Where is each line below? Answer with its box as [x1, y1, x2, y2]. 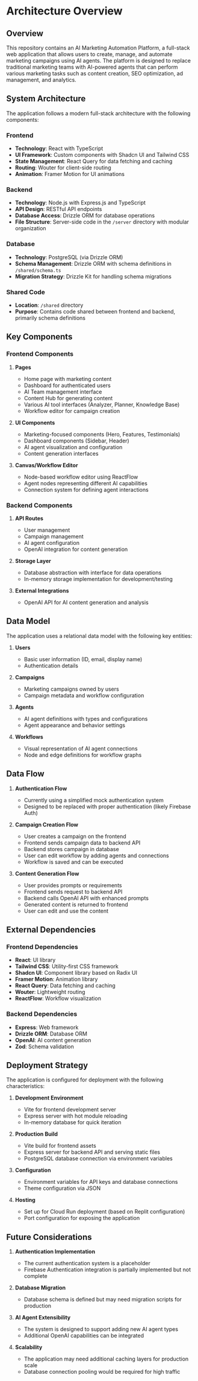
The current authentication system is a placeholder [23, 1260, 150, 1267]
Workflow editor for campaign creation [23, 407, 120, 414]
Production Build [14, 1130, 58, 1137]
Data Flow [6, 769, 45, 779]
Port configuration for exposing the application [23, 1215, 140, 1222]
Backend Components [6, 501, 73, 509]
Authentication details [23, 662, 78, 669]
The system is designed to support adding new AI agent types [23, 1326, 179, 1333]
